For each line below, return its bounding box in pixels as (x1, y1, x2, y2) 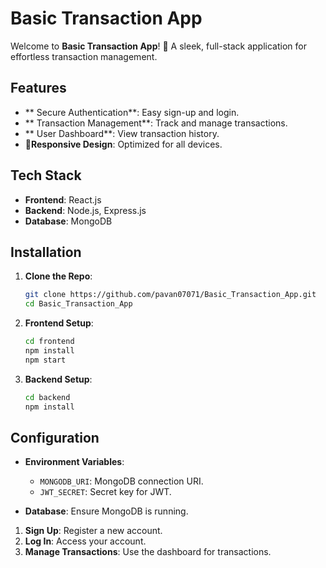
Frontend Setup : (24, 317, 94, 329)
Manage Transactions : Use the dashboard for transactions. (24, 546, 272, 558)
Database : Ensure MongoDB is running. (24, 505, 189, 517)
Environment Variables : (24, 456, 125, 468)
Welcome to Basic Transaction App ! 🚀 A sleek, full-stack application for (10, 40, 307, 52)
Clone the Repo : (24, 270, 93, 282)
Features (10, 80, 67, 97)
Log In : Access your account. (24, 535, 147, 547)
